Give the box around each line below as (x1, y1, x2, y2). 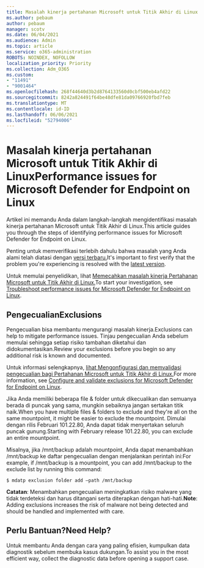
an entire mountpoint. (6, 434, 60, 441)
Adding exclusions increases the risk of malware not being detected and (6, 501, 188, 509)
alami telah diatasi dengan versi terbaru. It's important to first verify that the (6, 254, 195, 261)
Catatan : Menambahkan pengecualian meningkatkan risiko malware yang (6, 488, 192, 495)
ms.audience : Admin (6, 37, 56, 44)
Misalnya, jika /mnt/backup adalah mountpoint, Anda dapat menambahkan (6, 446, 194, 453)
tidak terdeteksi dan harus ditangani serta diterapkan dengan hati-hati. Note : (6, 494, 198, 502)
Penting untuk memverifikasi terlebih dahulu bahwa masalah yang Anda (6, 248, 187, 255)
